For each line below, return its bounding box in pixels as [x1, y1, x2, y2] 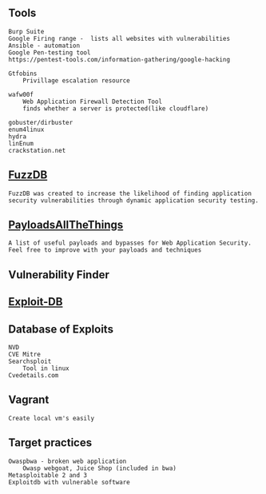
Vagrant [8, 393, 50, 407]
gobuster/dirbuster [8, 118, 73, 126]
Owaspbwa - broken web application [8, 457, 127, 465]
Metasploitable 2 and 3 [8, 471, 88, 479]
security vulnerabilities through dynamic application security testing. [8, 196, 260, 205]
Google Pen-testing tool [8, 48, 91, 57]
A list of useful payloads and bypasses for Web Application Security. [8, 239, 252, 247]
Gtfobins [8, 70, 38, 78]
